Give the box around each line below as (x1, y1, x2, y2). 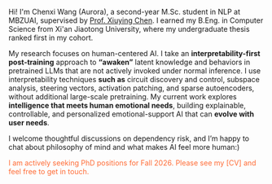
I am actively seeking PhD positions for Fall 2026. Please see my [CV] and (8, 158, 257, 168)
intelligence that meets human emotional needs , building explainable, (8, 101, 247, 110)
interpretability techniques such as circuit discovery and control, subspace (8, 75, 261, 84)
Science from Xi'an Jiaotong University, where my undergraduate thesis (8, 24, 250, 33)
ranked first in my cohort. (8, 33, 94, 42)
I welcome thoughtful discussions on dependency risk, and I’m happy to (8, 134, 250, 143)
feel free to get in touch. (8, 167, 90, 176)
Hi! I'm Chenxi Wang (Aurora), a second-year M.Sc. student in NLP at (8, 7, 241, 16)
